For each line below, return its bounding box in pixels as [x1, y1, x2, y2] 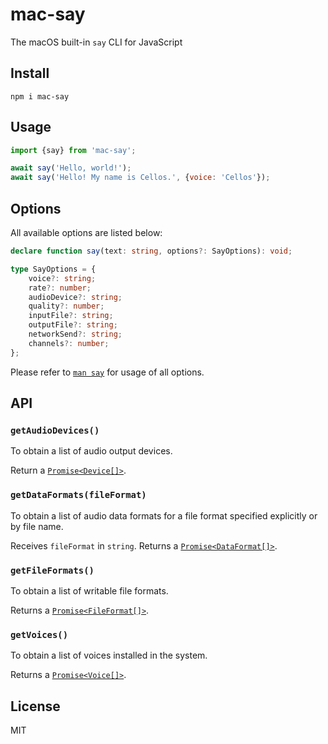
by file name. [10, 520, 64, 532]
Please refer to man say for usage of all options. [10, 366, 205, 378]
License [10, 698, 61, 715]
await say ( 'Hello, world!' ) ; [10, 163, 132, 173]
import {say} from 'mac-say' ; [10, 145, 137, 155]
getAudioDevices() [10, 424, 100, 436]
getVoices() [10, 629, 69, 640]
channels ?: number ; [28, 338, 110, 348]
